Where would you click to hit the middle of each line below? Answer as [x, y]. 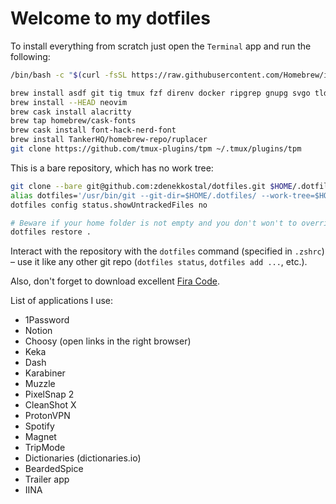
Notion [38, 331]
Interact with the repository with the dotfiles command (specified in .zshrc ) [167, 251]
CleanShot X [50, 405]
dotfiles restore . [51, 232]
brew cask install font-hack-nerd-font [93, 130]
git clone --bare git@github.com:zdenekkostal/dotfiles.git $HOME [151, 186]
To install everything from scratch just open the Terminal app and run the [161, 46]
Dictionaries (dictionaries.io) [83, 458]
